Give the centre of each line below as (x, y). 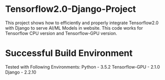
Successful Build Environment (69, 53)
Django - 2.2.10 (21, 72)
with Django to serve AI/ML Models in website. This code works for (74, 28)
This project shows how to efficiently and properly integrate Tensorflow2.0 (82, 23)
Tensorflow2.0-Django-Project (71, 9)
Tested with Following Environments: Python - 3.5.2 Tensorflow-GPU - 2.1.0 (83, 67)
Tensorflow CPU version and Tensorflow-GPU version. (61, 33)
